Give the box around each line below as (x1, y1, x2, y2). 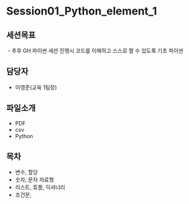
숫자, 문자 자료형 (14, 176, 54, 183)
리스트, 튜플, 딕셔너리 (14, 183, 65, 191)
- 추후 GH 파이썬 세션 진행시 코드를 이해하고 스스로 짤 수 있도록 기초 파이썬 (7, 47, 184, 54)
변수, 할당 (14, 168, 38, 176)
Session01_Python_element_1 (6, 4, 157, 18)
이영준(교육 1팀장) (14, 84, 57, 91)
